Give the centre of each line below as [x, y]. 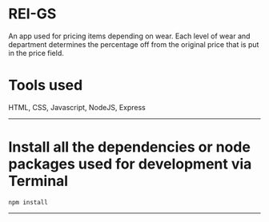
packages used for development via [130, 164]
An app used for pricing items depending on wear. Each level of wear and [129, 36]
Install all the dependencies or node [129, 147]
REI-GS [32, 14]
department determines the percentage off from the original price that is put [134, 44]
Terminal [38, 181]
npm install [28, 202]
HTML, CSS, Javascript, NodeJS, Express [77, 107]
